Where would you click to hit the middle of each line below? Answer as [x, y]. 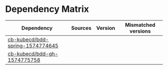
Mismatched [140, 25]
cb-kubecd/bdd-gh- [33, 54]
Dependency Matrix [47, 9]
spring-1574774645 [33, 46]
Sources [81, 28]
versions [140, 31]
